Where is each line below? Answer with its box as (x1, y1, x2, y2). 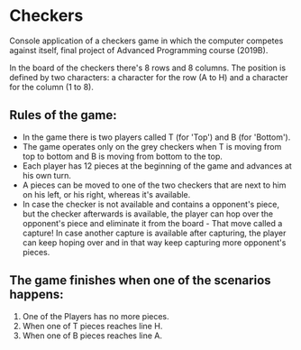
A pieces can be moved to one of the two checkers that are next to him (22, 180, 287, 190)
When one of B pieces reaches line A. (22, 330, 163, 341)
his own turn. (22, 170, 72, 180)
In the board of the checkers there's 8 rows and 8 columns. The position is (9, 62, 287, 73)
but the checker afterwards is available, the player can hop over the (22, 208, 273, 219)
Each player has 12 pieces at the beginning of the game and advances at (22, 160, 293, 171)
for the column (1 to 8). (9, 81, 95, 92)
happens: (9, 287, 65, 302)
